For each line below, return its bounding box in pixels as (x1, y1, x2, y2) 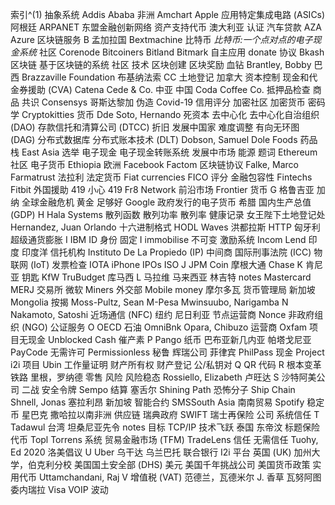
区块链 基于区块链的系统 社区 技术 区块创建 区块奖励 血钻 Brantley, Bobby (10, 59, 312, 70)
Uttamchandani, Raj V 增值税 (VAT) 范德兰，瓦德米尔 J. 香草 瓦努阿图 (38, 471, 322, 483)
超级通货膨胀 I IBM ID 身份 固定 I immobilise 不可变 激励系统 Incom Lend (10, 234, 307, 245)
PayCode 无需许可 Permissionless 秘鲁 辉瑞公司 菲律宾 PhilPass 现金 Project (10, 346, 325, 358)
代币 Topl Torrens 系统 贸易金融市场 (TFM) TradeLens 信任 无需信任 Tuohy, (10, 434, 319, 445)
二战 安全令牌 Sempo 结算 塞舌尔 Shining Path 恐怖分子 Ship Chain (21, 384, 296, 395)
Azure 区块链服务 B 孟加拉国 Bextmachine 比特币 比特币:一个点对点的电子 (10, 34, 313, 45)
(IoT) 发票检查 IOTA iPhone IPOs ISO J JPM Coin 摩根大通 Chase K (29, 259, 303, 270)
